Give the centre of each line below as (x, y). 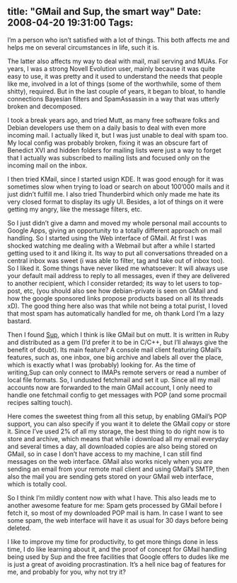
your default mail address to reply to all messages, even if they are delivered (118, 275)
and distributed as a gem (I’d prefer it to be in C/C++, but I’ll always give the (118, 342)
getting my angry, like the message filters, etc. (75, 209)
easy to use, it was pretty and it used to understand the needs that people (115, 76)
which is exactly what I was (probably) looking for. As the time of (102, 365)
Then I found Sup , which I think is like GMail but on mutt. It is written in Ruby (118, 334)
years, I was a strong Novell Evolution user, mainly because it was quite (111, 68)
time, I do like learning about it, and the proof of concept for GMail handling (117, 549)
